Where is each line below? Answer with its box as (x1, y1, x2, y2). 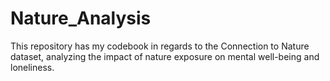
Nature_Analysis (10, 7, 152, 30)
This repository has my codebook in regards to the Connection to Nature (10, 40, 310, 52)
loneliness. (10, 61, 55, 73)
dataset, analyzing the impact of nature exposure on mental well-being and (10, 50, 320, 62)
